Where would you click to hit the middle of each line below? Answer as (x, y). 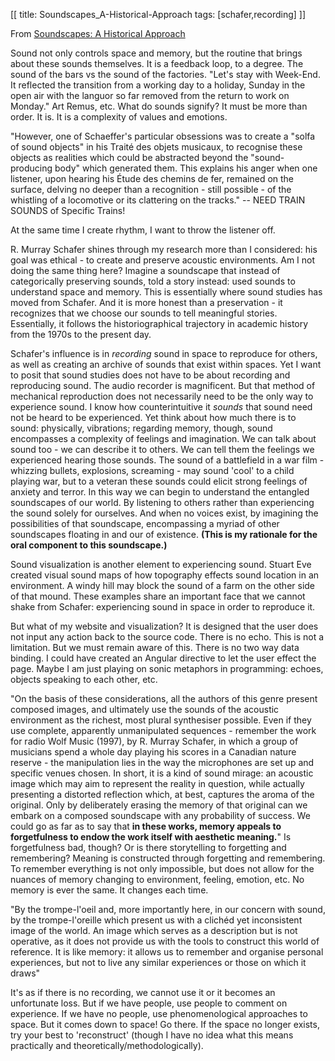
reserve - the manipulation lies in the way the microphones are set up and (162, 762)
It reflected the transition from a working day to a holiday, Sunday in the (158, 85)
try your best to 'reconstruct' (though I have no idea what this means (152, 1035)
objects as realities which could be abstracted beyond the (129, 157)
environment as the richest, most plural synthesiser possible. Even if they (161, 720)
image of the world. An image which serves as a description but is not (154, 930)
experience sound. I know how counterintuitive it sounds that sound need (161, 407)
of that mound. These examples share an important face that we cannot (158, 596)
